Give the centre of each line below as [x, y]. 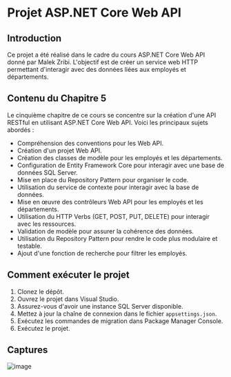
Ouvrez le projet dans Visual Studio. [68, 299]
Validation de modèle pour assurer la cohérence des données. [106, 231]
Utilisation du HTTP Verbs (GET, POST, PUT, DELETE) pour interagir [113, 216]
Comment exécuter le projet [68, 275]
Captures [28, 350]
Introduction [34, 38]
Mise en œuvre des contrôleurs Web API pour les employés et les [110, 202]
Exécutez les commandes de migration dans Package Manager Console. [120, 321]
